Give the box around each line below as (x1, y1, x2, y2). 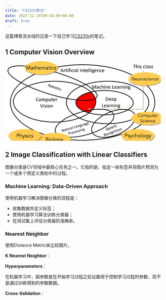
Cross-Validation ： (5, 291, 45, 296)
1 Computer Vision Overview (5, 47, 95, 56)
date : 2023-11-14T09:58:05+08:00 (5, 13, 74, 18)
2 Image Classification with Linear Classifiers (5, 150, 148, 159)
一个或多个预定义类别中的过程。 (5, 171, 70, 176)
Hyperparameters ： (5, 263, 47, 269)
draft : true (5, 18, 30, 23)
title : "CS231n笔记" (5, 8, 46, 13)
